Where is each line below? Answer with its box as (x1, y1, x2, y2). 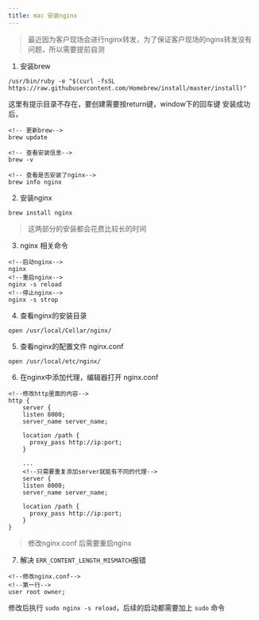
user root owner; (8, 587, 66, 596)
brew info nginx (8, 178, 62, 186)
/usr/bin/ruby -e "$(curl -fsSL (8, 77, 115, 85)
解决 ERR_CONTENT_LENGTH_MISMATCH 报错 (19, 555, 147, 564)
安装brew (19, 61, 51, 71)
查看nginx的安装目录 (19, 311, 87, 320)
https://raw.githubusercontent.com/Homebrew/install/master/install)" (8, 84, 247, 92)
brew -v (8, 156, 34, 164)
